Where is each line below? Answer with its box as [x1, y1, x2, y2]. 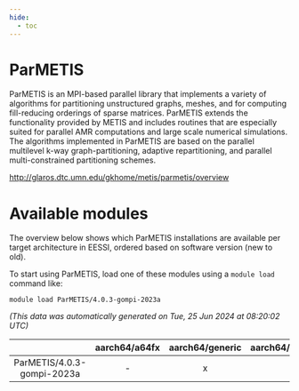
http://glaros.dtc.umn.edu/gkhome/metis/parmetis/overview [9, 172, 230, 183]
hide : [9, 12, 29, 22]
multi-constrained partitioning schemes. [9, 155, 157, 165]
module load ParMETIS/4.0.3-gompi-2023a [9, 295, 162, 305]
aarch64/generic [168, 341, 242, 354]
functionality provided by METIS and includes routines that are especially [9, 117, 278, 128]
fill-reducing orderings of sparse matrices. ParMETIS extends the [9, 108, 249, 118]
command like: [9, 278, 63, 289]
